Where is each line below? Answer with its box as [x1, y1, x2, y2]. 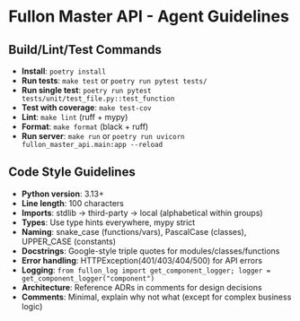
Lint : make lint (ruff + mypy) [21, 112, 128, 122]
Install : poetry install [21, 65, 107, 76]
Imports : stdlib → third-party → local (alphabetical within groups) [21, 207, 263, 218]
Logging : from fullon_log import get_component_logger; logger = [21, 265, 271, 275]
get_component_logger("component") [21, 273, 155, 283]
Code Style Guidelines [8, 164, 136, 180]
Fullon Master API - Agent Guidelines [8, 6, 289, 27]
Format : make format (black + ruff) [21, 121, 149, 132]
